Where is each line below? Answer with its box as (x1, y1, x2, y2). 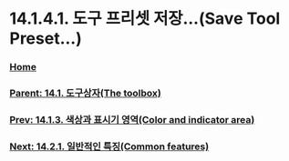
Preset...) (9, 28, 82, 49)
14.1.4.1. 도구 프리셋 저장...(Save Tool (9, 8, 281, 29)
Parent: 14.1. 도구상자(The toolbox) (9, 87, 161, 100)
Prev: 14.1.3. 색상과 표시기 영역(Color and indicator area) (9, 113, 255, 126)
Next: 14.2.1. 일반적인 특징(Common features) (9, 140, 210, 153)
